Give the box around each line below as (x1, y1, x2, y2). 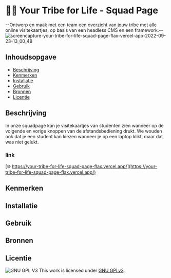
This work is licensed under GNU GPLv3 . (39, 267, 125, 274)
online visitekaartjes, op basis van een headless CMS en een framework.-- (5, 27, 163, 33)
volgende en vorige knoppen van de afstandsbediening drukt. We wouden (5, 128, 162, 134)
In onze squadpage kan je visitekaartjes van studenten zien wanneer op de (5, 122, 164, 128)
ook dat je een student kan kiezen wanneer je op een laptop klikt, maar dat (5, 133, 163, 139)
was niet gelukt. (5, 139, 39, 145)
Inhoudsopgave (5, 53, 56, 62)
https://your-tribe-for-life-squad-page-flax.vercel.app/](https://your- (12, 163, 158, 169)
